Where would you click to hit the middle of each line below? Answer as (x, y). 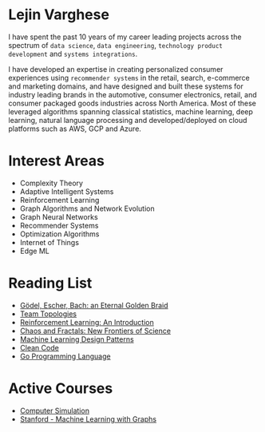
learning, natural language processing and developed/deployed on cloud (128, 120)
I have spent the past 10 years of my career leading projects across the (125, 37)
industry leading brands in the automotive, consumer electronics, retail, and (132, 94)
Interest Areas (57, 161)
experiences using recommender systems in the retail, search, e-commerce (129, 77)
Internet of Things (49, 242)
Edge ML (35, 251)
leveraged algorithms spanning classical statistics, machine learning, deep (131, 111)
